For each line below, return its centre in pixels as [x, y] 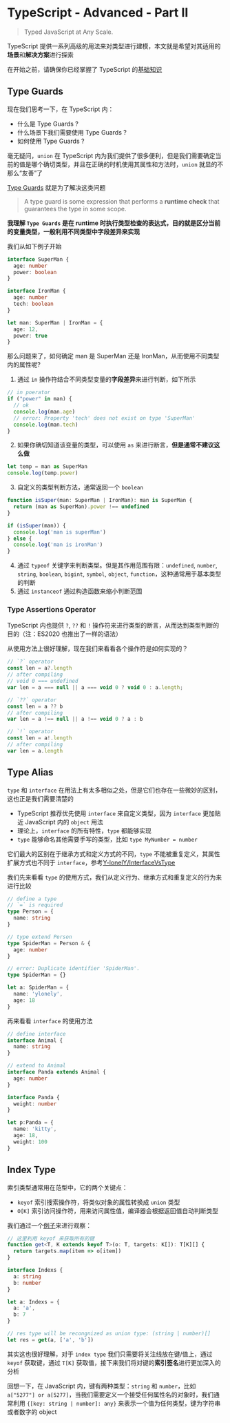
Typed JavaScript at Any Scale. [69, 32]
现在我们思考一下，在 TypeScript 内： [61, 109]
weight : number [35, 1104]
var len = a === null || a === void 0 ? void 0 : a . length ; [95, 687]
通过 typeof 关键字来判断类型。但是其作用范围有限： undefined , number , [117, 565]
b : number [27, 1283]
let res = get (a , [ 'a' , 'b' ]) [51, 1340]
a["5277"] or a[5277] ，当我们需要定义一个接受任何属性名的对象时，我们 [111, 1394]
